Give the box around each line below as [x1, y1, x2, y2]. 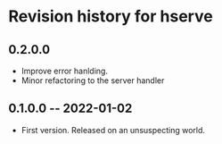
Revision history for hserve [8, 6, 213, 27]
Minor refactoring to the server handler [21, 75, 165, 86]
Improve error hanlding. [21, 65, 109, 76]
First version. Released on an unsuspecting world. [21, 124, 206, 135]
